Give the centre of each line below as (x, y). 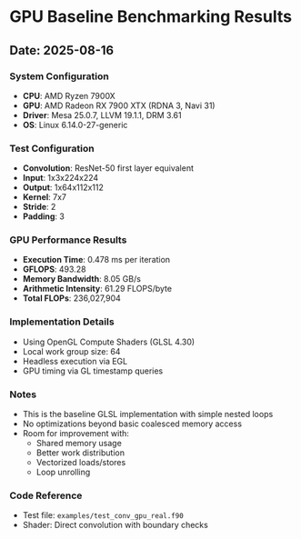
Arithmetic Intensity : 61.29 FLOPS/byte (97, 289)
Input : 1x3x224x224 (60, 178)
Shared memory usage (79, 444)
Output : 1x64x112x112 (63, 187)
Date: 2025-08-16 (62, 50)
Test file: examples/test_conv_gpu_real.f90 (103, 515)
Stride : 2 (39, 207)
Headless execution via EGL (75, 361)
